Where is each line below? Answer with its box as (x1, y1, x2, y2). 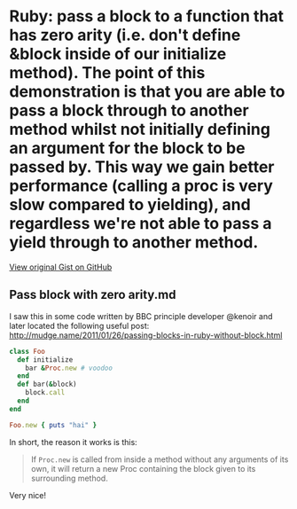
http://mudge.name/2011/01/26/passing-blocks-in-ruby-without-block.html (9, 330, 283, 341)
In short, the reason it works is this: (9, 436, 137, 447)
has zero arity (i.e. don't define (9, 25, 241, 45)
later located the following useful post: (9, 320, 150, 331)
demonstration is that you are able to (9, 82, 285, 102)
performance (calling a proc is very (9, 176, 273, 196)
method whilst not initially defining (9, 120, 270, 139)
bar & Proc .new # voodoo (25, 364, 113, 372)
